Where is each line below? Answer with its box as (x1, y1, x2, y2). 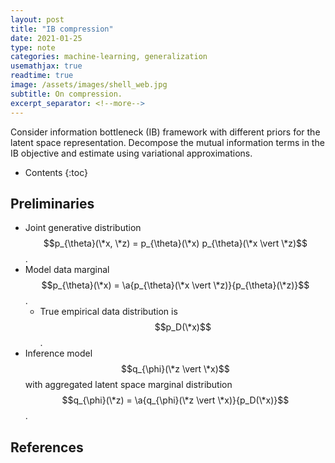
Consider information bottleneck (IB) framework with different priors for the (10, 126, 321, 138)
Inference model (24, 347, 93, 360)
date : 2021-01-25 (10, 33, 83, 43)
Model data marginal (24, 264, 110, 276)
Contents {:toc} (24, 166, 88, 178)
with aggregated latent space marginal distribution (24, 379, 233, 391)
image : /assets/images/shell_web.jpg (10, 80, 168, 90)
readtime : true (10, 71, 74, 81)
